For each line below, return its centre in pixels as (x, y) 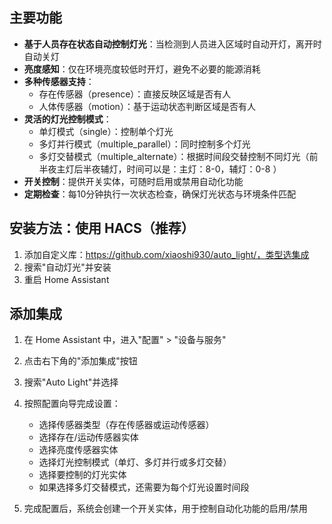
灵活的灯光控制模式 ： (67, 119)
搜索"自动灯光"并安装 (67, 267)
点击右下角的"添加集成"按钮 (80, 361)
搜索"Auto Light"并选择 (71, 382)
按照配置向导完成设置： (72, 404)
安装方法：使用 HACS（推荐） (102, 228)
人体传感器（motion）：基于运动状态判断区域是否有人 (147, 106)
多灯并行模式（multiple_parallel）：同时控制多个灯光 (144, 144)
